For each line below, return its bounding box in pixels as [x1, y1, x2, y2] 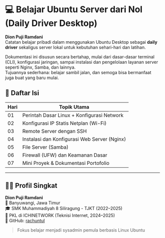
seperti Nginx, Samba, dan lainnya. [5, 64, 76, 70]
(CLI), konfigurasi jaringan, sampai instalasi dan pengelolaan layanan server [5, 59, 158, 65]
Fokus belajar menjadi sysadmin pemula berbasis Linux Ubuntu [17, 227, 145, 233]
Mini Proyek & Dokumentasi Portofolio [22, 159, 110, 166]
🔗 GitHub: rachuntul [5, 217, 45, 223]
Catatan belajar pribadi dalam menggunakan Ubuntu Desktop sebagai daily [5, 39, 158, 45]
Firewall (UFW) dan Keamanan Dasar [22, 152, 108, 159]
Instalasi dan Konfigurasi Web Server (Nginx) [22, 135, 126, 142]
